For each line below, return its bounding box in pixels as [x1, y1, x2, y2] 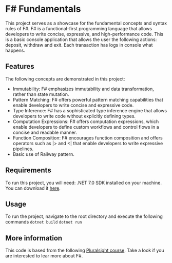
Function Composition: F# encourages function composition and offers [12, 134, 163, 141]
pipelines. [12, 146, 34, 152]
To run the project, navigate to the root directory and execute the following [5, 213, 163, 219]
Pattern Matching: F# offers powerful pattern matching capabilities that [12, 96, 163, 103]
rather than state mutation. [12, 91, 69, 97]
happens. [5, 47, 26, 53]
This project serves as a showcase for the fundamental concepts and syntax [5, 20, 167, 26]
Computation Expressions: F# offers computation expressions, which [12, 118, 159, 125]
